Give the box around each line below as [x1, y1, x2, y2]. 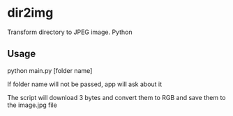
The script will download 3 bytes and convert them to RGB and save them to [7, 93, 226, 101]
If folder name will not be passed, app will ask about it [7, 80, 163, 88]
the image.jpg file [7, 101, 57, 109]
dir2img [7, 5, 54, 21]
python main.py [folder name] [7, 66, 93, 74]
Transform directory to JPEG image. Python [7, 28, 133, 36]
